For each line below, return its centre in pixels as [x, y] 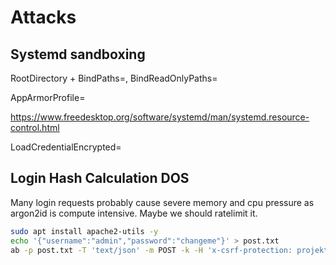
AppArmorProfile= [48, 97]
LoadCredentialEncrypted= [66, 147]
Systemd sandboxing [78, 54]
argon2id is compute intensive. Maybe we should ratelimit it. [134, 213]
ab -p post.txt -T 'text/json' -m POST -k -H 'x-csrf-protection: [151, 250]
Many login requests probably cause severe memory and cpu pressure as [162, 202]
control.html [35, 127]
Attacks [43, 17]
